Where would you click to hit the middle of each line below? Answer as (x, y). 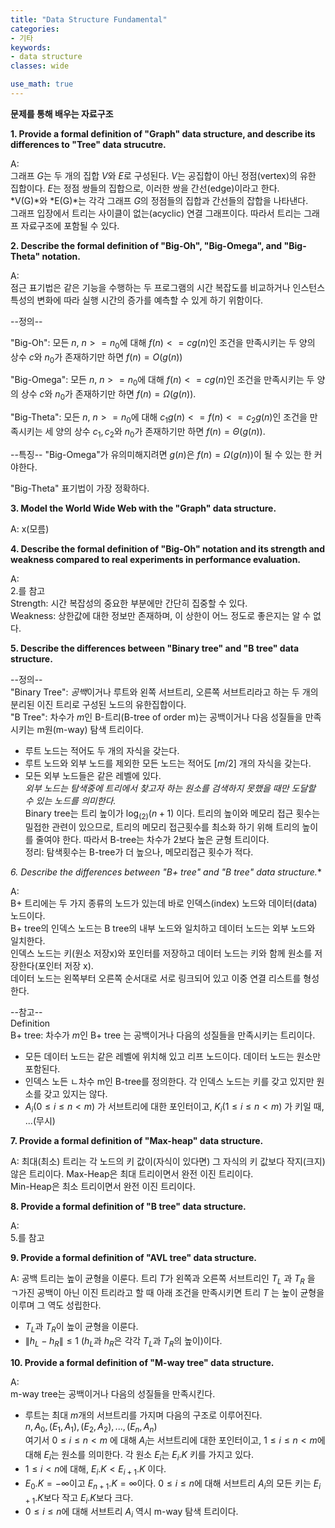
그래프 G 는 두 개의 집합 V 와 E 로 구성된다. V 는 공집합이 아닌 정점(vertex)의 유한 (163, 175)
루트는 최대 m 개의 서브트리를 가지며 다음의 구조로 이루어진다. (143, 1415)
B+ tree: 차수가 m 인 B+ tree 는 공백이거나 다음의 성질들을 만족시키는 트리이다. (163, 1035)
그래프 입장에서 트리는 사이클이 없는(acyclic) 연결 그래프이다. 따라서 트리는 (156, 213)
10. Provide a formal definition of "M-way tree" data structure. (142, 1362)
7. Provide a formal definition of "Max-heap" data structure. (137, 1141)
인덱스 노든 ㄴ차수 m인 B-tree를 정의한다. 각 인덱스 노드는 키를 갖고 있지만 (169, 1082)
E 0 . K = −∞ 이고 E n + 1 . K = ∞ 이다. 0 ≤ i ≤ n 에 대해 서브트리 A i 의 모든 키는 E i (172, 1484)
